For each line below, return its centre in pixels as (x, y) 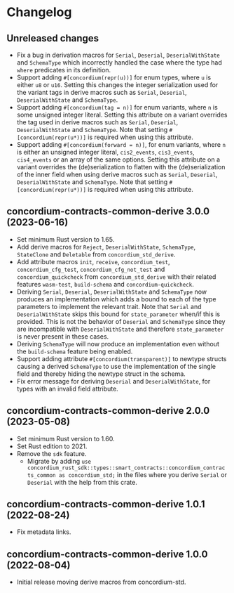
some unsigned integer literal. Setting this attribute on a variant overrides (122, 115)
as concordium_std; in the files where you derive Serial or (143, 474)
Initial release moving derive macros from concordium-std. (101, 582)
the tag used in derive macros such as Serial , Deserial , (97, 122)
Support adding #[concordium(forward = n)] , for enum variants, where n (121, 144)
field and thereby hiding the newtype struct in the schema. (101, 374)
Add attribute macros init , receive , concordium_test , (93, 261)
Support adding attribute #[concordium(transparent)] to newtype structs (122, 358)
